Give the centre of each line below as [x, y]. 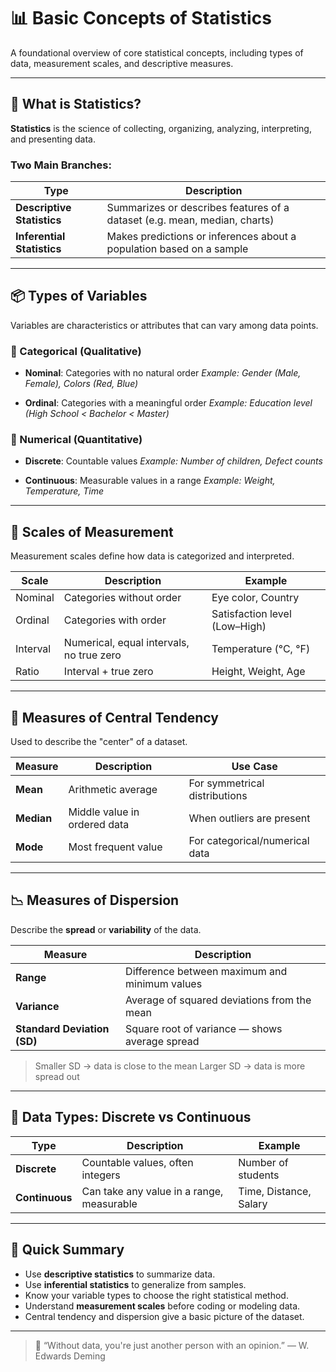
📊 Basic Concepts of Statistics [141, 18]
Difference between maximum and [206, 971]
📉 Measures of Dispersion [95, 900]
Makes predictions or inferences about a [201, 237]
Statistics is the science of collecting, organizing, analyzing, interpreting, [161, 128]
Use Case [254, 767]
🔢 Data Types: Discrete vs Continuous [131, 1117]
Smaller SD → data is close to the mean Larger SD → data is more [170, 1066]
